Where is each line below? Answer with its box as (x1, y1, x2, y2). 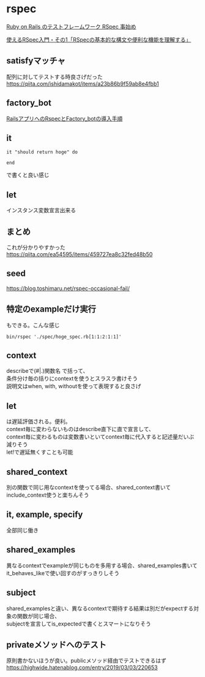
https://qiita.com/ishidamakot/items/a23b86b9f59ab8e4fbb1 (6, 80, 159, 87)
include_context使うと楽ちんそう (6, 491, 89, 499)
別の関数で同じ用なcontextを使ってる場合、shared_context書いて (6, 484, 171, 491)
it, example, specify (6, 510, 83, 520)
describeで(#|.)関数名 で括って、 (6, 367, 89, 375)
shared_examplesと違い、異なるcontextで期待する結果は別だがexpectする (6, 605, 194, 612)
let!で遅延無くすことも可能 (6, 448, 73, 456)
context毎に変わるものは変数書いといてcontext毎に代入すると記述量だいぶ (6, 433, 195, 440)
